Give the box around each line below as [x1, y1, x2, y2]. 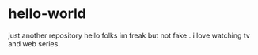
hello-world [8, 5, 87, 23]
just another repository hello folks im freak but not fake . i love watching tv [8, 31, 251, 40]
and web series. [8, 38, 61, 48]
